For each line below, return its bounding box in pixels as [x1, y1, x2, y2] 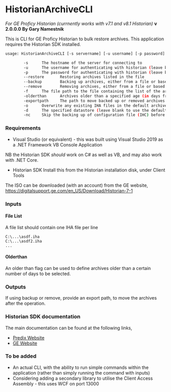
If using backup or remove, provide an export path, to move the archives [5, 295, 157, 301]
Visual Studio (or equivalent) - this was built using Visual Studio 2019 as [12, 136, 163, 142]
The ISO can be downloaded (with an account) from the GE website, [5, 182, 149, 188]
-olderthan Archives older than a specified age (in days [23, 93, 160, 99]
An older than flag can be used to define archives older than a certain [5, 265, 151, 271]
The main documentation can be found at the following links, [5, 325, 132, 331]
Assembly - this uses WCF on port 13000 [12, 380, 99, 386]
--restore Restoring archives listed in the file [23, 75, 145, 80]
